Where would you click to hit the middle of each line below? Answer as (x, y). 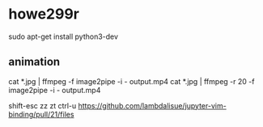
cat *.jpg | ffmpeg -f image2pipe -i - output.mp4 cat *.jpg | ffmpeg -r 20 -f (131, 81)
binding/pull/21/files (41, 114)
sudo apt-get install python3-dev (64, 36)
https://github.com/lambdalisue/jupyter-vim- (152, 105)
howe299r (44, 14)
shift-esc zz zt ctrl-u (42, 105)
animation (34, 62)
